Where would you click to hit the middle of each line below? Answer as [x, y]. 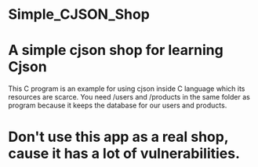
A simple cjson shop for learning [116, 51]
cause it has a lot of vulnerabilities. [124, 154]
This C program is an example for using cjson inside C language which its [127, 89]
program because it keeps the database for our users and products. [118, 105]
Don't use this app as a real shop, [118, 137]
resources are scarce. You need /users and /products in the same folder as [129, 97]
